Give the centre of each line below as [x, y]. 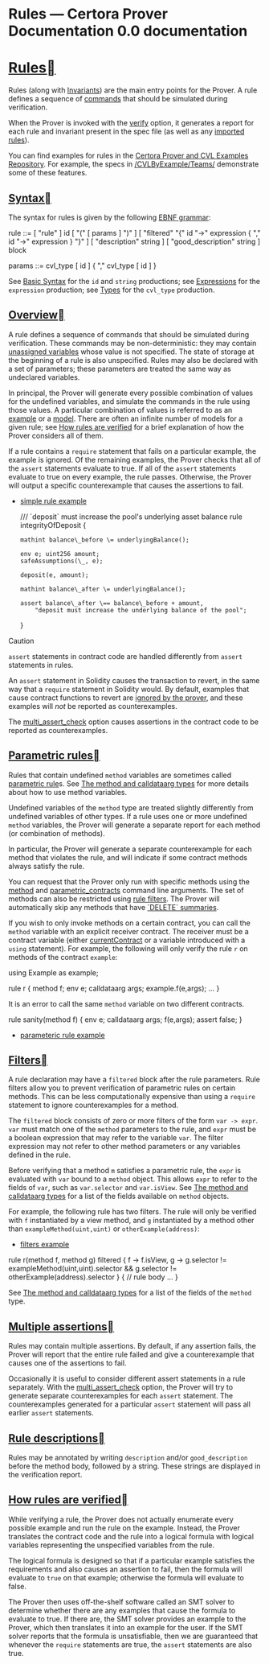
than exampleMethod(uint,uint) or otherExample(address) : [104, 1229]
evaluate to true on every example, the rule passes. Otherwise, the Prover [130, 476]
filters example [45, 1245]
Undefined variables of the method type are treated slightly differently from [131, 807]
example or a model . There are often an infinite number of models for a [126, 418]
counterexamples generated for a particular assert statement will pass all [130, 1404]
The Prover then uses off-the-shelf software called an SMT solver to [121, 1601]
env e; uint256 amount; [60, 554]
